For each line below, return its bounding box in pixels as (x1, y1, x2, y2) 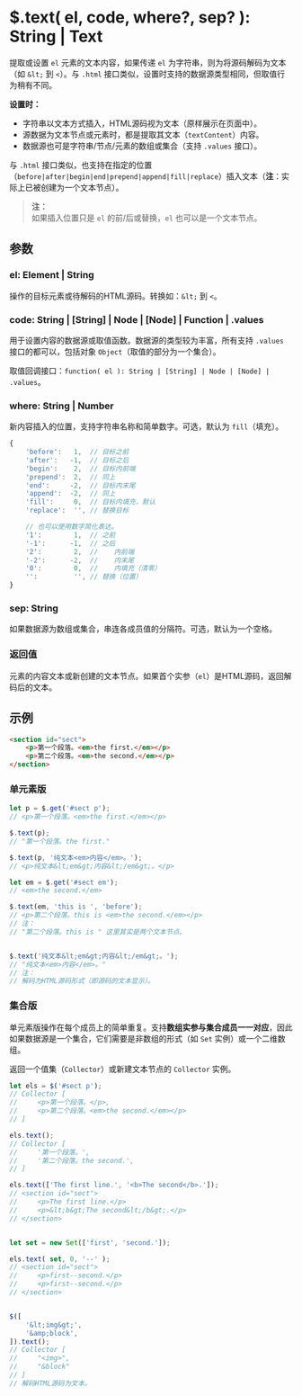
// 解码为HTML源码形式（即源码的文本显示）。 (9, 977, 155, 986)
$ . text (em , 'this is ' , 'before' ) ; (9, 902, 143, 911)
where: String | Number (9, 399, 114, 412)
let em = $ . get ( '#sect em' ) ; (9, 878, 119, 887)
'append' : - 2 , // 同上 (25, 489, 116, 498)
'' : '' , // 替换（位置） (25, 572, 143, 582)
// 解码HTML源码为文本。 (9, 1379, 92, 1388)
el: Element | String (9, 269, 94, 282)
